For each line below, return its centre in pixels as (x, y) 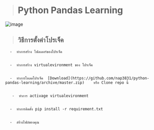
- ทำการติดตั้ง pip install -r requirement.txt (57, 109)
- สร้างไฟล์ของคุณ (24, 122)
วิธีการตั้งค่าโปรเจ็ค (41, 40)
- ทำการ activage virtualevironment (50, 96)
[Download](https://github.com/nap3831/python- (99, 78)
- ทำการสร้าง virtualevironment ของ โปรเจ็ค (51, 65)
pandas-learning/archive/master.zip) (45, 83)
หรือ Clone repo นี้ (111, 83)
